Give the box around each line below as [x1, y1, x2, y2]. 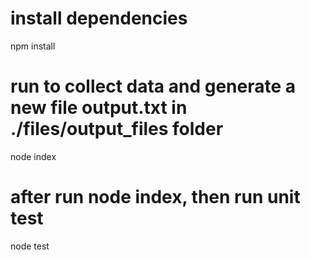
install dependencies [10, 7, 188, 30]
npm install [10, 40, 56, 52]
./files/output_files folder [10, 118, 224, 141]
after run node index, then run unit [10, 186, 301, 209]
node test [10, 240, 50, 252]
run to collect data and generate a [10, 75, 296, 98]
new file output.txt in [10, 97, 188, 119]
